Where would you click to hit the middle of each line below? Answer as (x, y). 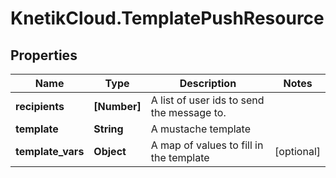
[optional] (297, 151)
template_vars (50, 151)
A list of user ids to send (207, 100)
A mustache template (200, 129)
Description (208, 83)
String (108, 129)
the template (180, 157)
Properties (44, 55)
